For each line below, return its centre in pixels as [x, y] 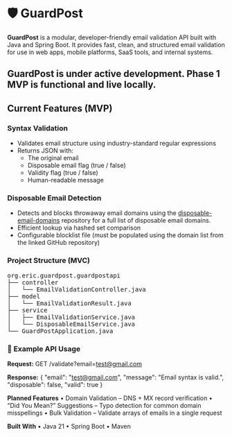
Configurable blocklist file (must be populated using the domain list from [120, 235]
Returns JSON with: [45, 151]
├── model [24, 296]
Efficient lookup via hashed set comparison [79, 228]
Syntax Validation [37, 128]
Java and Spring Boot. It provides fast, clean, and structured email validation [116, 44]
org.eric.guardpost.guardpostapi [64, 275]
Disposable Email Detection [54, 198]
